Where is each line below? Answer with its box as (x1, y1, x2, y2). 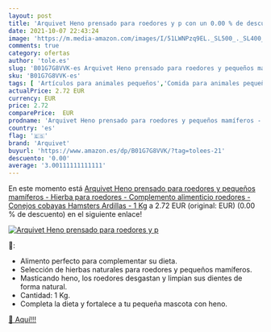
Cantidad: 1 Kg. (19, 291, 71, 301)
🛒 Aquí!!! (8, 315, 37, 325)
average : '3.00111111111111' (8, 162, 106, 170)
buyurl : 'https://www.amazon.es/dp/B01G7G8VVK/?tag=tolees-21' (8, 147, 226, 155)
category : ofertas (8, 49, 70, 57)
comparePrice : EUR (8, 110, 74, 118)
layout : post (8, 11, 52, 20)
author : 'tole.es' (8, 57, 70, 65)
